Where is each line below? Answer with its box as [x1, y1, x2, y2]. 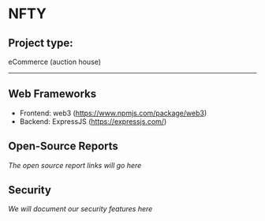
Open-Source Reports [8, 140, 118, 153]
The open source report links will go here [8, 160, 142, 170]
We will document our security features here [8, 204, 153, 214]
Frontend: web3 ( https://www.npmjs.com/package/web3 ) [19, 108, 207, 118]
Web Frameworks [8, 88, 97, 101]
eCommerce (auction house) [8, 57, 101, 66]
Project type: [8, 36, 73, 50]
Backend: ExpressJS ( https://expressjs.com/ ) [19, 116, 167, 126]
